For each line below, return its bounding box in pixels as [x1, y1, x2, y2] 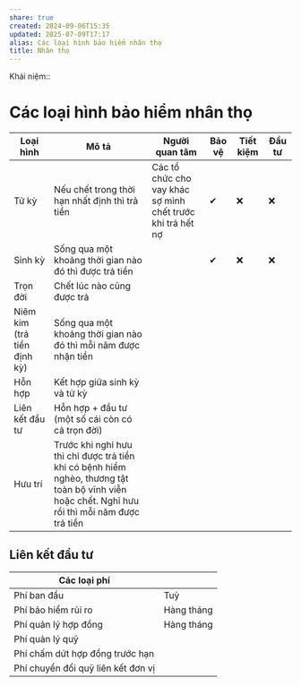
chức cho [151, 172, 192, 184]
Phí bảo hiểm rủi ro [13, 604, 93, 616]
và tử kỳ [53, 387, 88, 399]
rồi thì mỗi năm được [53, 506, 141, 519]
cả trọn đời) [53, 424, 103, 437]
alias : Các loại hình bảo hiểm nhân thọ [9, 38, 163, 47]
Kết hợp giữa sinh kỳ [53, 376, 140, 389]
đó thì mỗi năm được [53, 339, 141, 352]
